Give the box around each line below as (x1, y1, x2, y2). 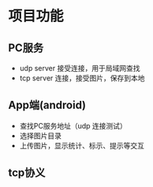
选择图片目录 (19, 131, 62, 140)
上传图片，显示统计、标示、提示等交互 (19, 140, 144, 150)
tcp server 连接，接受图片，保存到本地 (19, 73, 145, 83)
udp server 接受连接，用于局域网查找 (19, 64, 140, 73)
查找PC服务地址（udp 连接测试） (19, 121, 128, 130)
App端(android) (8, 99, 87, 112)
